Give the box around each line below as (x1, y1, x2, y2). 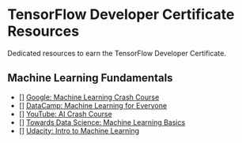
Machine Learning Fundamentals (7, 71, 173, 85)
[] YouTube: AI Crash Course (18, 109, 112, 119)
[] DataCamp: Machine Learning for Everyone (18, 100, 168, 110)
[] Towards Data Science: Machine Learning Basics (18, 117, 186, 127)
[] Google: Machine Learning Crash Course (18, 92, 160, 102)
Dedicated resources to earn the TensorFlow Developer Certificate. (7, 48, 227, 58)
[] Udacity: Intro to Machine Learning (18, 126, 140, 135)
